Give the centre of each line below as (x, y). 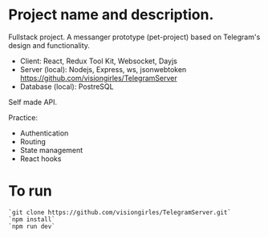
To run (30, 191)
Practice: (23, 117)
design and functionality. (49, 45)
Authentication (44, 133)
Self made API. (33, 102)
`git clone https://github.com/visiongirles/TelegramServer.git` (120, 212)
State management (51, 150)
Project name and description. (111, 15)
